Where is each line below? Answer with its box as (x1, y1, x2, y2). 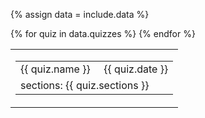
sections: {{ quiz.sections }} (20, 79, 150, 92)
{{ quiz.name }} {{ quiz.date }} (20, 62, 169, 76)
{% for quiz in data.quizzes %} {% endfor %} (10, 28, 196, 39)
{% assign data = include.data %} (10, 9, 150, 20)
